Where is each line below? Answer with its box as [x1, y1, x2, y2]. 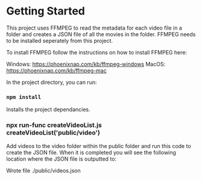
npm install [6, 94, 42, 100]
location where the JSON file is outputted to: [6, 155, 116, 162]
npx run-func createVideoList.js [6, 121, 103, 129]
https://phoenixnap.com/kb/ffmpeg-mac [6, 66, 107, 74]
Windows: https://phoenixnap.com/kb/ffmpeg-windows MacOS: [6, 60, 166, 68]
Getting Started [6, 4, 86, 18]
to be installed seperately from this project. [6, 37, 113, 44]
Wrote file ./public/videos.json [6, 167, 81, 174]
